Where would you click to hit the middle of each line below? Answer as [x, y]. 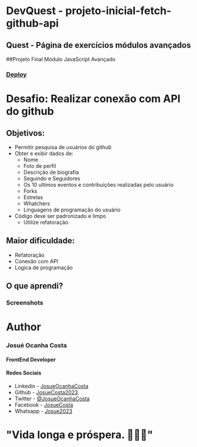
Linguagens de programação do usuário [72, 210]
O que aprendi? [35, 286]
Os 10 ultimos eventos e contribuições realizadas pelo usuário [98, 184]
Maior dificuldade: [41, 241]
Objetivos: [26, 133]
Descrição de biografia [51, 172]
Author [24, 327]
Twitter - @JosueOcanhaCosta [52, 398]
